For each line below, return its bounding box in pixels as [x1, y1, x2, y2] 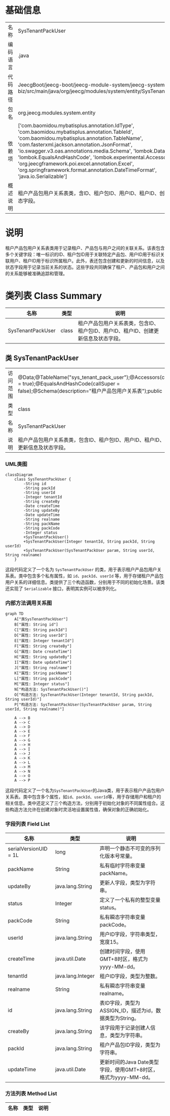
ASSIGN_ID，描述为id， [99, 1007, 156, 1014]
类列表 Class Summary [5, 290, 102, 302]
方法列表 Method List [5, 1090, 57, 1097]
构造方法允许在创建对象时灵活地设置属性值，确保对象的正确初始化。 [9, 807, 152, 813]
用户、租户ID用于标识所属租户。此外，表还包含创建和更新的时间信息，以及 [9, 257, 165, 263]
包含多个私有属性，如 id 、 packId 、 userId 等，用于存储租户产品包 [27, 573, 164, 579]
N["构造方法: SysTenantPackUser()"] [14, 687, 89, 692]
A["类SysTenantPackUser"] [14, 616, 68, 622]
